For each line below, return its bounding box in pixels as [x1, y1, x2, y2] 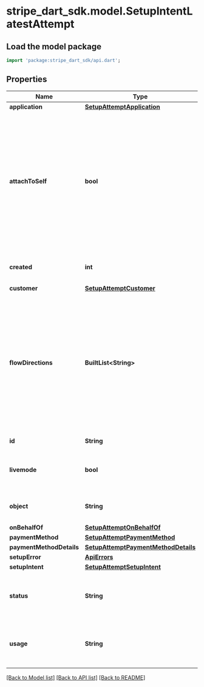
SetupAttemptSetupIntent [84, 562, 161, 571]
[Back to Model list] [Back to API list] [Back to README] [6, 674, 146, 681]
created [9, 262, 32, 271]
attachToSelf [9, 177, 47, 185]
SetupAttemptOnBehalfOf [84, 523, 161, 531]
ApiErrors [84, 553, 114, 561]
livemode [9, 465, 37, 474]
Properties [6, 74, 47, 84]
